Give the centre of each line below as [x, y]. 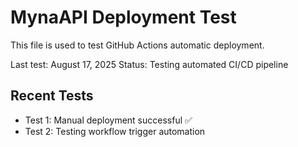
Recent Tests [52, 96]
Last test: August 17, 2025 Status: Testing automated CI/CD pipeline [149, 64]
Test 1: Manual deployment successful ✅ [108, 120]
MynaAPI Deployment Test [123, 17]
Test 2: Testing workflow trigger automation [115, 131]
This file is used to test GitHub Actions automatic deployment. [137, 45]
